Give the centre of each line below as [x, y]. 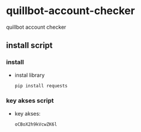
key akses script [30, 101]
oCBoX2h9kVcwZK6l [36, 124]
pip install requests [41, 86]
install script [29, 45]
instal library [30, 75]
